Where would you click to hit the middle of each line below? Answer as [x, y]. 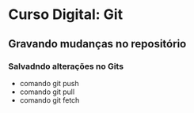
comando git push [49, 83]
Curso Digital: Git [66, 15]
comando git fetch [49, 100]
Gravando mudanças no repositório [97, 44]
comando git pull [47, 92]
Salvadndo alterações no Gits [66, 66]
